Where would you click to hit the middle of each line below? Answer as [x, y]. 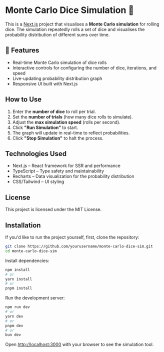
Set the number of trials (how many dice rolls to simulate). [73, 116]
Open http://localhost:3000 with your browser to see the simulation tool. [79, 344]
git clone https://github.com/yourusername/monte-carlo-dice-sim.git [79, 246]
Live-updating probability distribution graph [57, 78]
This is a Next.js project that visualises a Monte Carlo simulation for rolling [82, 24]
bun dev [13, 335]
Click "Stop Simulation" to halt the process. [58, 138]
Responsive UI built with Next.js [45, 83]
